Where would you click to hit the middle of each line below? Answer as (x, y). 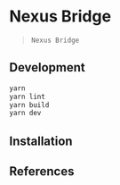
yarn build (29, 105)
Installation (41, 141)
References (42, 172)
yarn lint (28, 97)
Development (48, 67)
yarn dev (25, 114)
